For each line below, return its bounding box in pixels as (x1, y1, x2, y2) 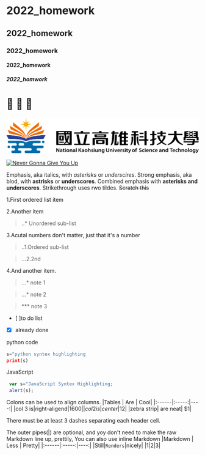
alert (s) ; (9, 388, 34, 394)
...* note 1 (21, 279, 46, 286)
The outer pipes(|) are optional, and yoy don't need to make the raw (6, 429, 177, 436)
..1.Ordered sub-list (21, 243, 69, 251)
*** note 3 (21, 302, 48, 309)
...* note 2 (21, 290, 47, 298)
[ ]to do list (15, 314, 43, 322)
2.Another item (6, 207, 44, 215)
